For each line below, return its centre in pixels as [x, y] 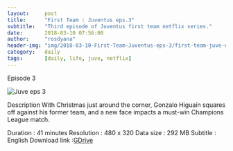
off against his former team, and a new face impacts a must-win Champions [115, 112]
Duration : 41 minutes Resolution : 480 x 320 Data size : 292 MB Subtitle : [112, 132]
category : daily [34, 52]
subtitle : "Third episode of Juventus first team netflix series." [110, 26]
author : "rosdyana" [42, 39]
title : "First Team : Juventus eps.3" [71, 20]
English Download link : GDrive [50, 140]
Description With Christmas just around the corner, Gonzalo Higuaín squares [116, 105]
